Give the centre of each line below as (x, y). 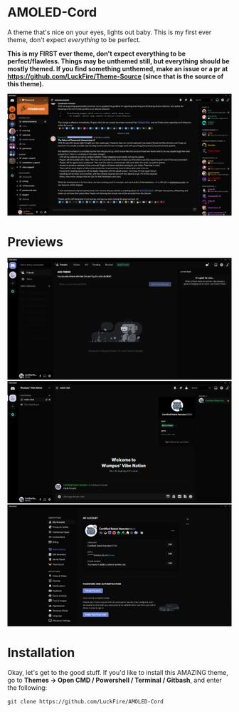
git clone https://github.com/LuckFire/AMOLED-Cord (85, 702)
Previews (36, 242)
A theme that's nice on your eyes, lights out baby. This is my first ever (110, 32)
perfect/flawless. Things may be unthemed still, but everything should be (118, 61)
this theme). (26, 83)
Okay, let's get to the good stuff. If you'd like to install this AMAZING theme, (118, 673)
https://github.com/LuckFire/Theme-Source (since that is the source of (116, 76)
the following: (27, 688)
